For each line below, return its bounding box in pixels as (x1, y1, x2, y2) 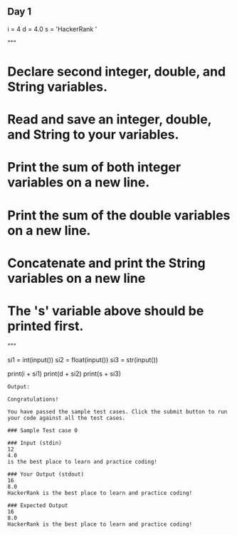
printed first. (7, 318, 84, 334)
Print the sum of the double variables (7, 207, 231, 224)
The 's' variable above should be (7, 303, 204, 319)
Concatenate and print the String (7, 255, 206, 271)
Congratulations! (7, 396, 59, 403)
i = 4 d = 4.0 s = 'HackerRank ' (7, 24, 98, 33)
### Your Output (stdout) (7, 471, 84, 478)
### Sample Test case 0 (7, 426, 78, 434)
